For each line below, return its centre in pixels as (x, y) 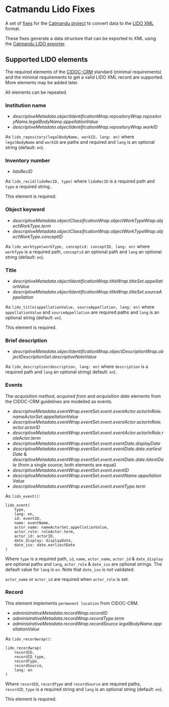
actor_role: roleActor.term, (45, 532)
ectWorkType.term (32, 226)
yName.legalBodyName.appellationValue (55, 122)
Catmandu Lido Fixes (50, 9)
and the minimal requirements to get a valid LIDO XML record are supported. (84, 77)
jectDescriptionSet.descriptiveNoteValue (55, 357)
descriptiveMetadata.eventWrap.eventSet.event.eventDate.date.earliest (87, 449)
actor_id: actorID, (35, 536)
